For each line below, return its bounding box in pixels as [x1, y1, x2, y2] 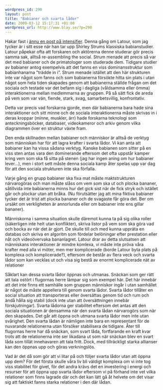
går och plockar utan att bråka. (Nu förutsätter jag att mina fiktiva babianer [5, 191, 154, 197]
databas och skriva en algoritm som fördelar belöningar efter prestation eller [5, 231, 158, 237]
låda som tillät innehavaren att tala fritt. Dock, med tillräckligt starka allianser [5, 339, 158, 345]
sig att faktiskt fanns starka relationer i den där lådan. [5, 379, 112, 385]
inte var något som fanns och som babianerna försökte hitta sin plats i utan [5, 75, 155, 81]
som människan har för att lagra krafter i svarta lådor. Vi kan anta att [5, 140, 141, 146]
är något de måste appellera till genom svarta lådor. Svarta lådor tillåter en [5, 287, 153, 293]
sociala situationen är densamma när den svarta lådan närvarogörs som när [5, 308, 156, 314]
